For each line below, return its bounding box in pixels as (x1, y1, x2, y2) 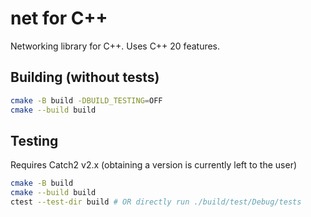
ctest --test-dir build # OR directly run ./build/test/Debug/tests (10, 197, 302, 207)
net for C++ (10, 7, 108, 30)
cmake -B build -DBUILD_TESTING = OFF (10, 95, 163, 106)
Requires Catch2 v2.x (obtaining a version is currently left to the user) (10, 159, 298, 171)
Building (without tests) (10, 69, 160, 86)
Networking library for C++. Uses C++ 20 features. (10, 40, 221, 52)
